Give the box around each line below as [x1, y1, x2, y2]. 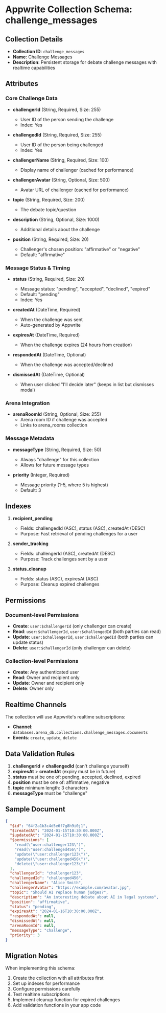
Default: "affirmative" [20, 252, 65, 258]
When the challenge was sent [20, 316, 83, 323]
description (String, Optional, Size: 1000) [12, 216, 100, 222]
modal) [20, 387, 36, 393]
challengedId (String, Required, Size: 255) [12, 131, 102, 138]
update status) [12, 639, 43, 645]
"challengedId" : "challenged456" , [10, 875, 83, 881]
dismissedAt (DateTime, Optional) [12, 371, 85, 377]
